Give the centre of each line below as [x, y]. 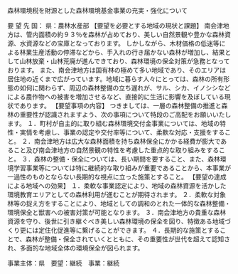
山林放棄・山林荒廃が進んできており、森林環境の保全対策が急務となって [125, 61]
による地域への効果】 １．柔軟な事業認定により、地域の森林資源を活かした [117, 186]
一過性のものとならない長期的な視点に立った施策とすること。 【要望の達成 [117, 177]
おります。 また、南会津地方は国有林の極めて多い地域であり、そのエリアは [117, 70]
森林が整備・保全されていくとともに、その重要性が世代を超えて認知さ [128, 239]
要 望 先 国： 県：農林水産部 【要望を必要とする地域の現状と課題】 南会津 [115, 26]
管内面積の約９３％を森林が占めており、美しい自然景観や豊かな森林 [125, 35]
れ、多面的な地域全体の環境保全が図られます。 [76, 248]
